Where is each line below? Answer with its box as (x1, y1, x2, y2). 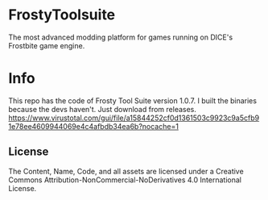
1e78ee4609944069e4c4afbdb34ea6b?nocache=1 (8, 121, 179, 131)
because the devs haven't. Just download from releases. (8, 104, 197, 114)
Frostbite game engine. (8, 40, 85, 50)
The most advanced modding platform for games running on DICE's (8, 32, 233, 42)
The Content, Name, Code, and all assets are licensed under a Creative (8, 166, 244, 176)
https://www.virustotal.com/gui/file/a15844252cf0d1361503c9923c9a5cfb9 (8, 113, 260, 123)
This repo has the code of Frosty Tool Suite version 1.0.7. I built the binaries (8, 95, 258, 106)
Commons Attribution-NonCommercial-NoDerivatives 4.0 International (8, 175, 241, 185)
